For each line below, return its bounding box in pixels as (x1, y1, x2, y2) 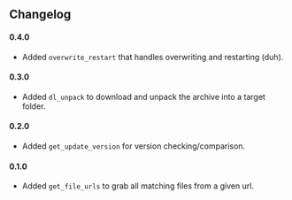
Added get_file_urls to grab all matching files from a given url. (21, 181, 255, 191)
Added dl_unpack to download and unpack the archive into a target (21, 91, 265, 102)
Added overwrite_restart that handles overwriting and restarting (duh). (21, 51, 284, 62)
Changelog (9, 7, 72, 22)
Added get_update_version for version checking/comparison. (21, 141, 246, 151)
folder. (21, 101, 46, 112)
